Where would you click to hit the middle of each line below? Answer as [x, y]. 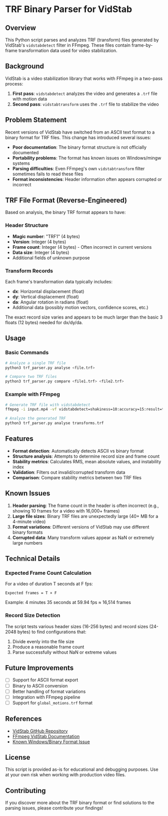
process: [14, 83]
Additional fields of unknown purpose [51, 258]
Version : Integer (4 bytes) [39, 242]
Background [24, 66]
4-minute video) [29, 522]
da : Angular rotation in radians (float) [50, 302]
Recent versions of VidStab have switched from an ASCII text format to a [80, 132]
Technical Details [33, 559]
